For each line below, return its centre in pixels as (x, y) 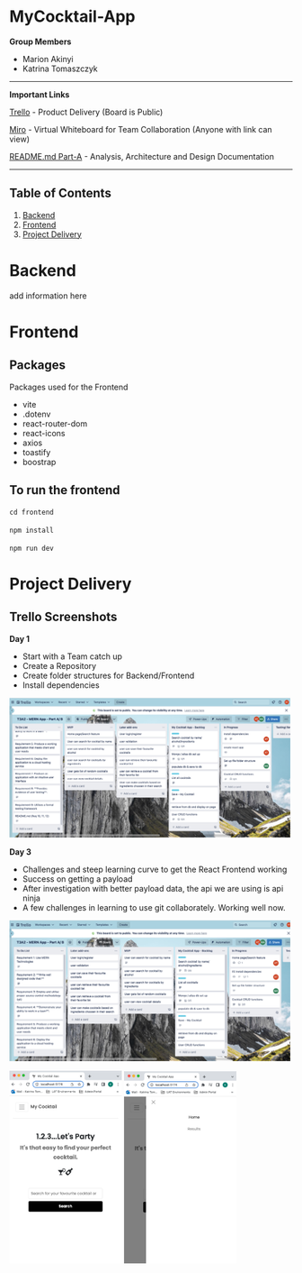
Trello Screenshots (63, 617)
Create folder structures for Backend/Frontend (108, 675)
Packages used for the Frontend (69, 387)
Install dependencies (61, 685)
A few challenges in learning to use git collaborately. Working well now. (154, 908)
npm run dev (31, 548)
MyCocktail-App (73, 17)
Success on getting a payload (77, 879)
